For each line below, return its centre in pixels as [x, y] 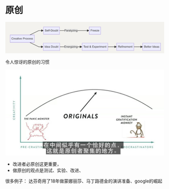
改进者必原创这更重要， [37, 164]
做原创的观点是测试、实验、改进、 [48, 170]
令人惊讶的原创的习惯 [27, 62]
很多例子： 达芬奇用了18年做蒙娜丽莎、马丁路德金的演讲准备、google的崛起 [84, 181]
